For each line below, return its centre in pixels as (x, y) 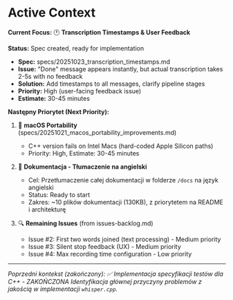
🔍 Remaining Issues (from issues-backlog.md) (86, 223)
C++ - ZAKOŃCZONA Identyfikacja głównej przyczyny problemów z (105, 281)
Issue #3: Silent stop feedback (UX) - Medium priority (105, 246)
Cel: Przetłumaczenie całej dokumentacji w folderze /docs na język (123, 180)
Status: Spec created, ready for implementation (76, 48)
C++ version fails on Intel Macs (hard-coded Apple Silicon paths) (121, 146)
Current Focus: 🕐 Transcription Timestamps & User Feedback (99, 32)
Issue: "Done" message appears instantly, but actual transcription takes (120, 69)
